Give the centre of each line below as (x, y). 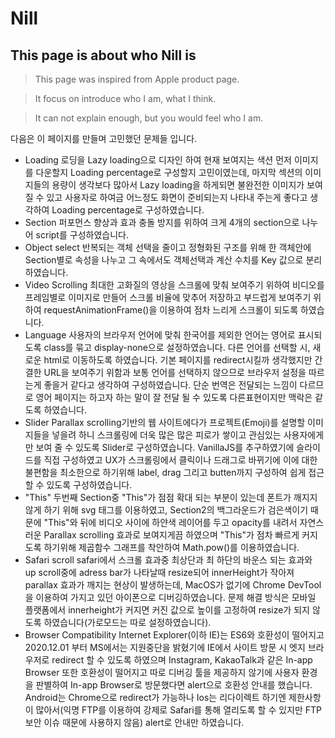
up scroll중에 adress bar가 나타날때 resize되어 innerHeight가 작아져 (159, 572)
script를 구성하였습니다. (82, 235)
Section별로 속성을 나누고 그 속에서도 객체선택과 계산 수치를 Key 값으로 (164, 260)
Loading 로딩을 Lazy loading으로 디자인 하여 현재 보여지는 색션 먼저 (158, 160)
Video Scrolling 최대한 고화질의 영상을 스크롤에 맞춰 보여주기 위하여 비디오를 (174, 285)
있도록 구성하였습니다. (89, 485)
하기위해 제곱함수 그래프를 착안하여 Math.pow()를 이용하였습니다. (171, 547)
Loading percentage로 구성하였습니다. (128, 210)
